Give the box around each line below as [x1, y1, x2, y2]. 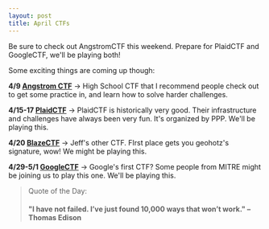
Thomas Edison [27, 213, 82, 223]
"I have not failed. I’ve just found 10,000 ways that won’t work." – [27, 204, 251, 214]
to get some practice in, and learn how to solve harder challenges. [8, 89, 228, 99]
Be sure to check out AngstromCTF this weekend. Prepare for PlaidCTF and [8, 41, 259, 51]
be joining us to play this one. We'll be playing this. [8, 170, 176, 180]
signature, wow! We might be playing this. [8, 146, 147, 156]
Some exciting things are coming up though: [8, 65, 155, 75]
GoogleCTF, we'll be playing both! [8, 50, 121, 59]
